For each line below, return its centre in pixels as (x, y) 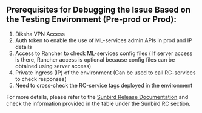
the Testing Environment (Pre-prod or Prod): (92, 20)
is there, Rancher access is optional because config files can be (95, 59)
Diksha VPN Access (40, 34)
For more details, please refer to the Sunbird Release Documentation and (97, 97)
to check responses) (41, 79)
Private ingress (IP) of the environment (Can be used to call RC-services (105, 73)
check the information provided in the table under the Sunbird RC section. (99, 103)
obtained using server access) (53, 66)
